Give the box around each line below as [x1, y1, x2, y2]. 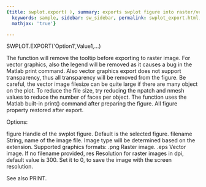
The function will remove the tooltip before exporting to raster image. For [6, 55, 191, 62]
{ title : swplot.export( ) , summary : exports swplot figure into [6, 9, 174, 15]
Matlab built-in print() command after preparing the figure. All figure [6, 100, 178, 107]
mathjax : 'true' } [12, 20, 56, 26]
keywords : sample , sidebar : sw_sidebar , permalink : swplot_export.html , [12, 15, 202, 21]
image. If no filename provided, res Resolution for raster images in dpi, [6, 150, 184, 157]
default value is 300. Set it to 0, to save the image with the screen [6, 156, 172, 164]
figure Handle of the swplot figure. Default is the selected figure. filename [6, 130, 193, 138]
